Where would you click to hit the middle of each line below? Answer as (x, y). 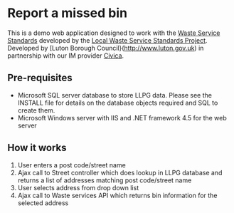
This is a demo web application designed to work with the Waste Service (114, 33)
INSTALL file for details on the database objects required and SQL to (118, 103)
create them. (36, 110)
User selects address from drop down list (78, 187)
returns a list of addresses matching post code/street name (105, 180)
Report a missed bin (68, 13)
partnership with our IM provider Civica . (66, 56)
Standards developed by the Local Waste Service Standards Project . (107, 40)
